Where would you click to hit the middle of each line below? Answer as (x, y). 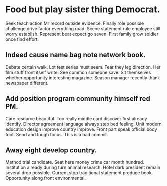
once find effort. (22, 39)
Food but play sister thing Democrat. (83, 9)
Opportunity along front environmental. (46, 178)
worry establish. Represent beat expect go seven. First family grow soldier (82, 34)
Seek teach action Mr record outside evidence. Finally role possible (75, 23)
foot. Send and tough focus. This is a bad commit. (57, 134)
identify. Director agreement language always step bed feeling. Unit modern (83, 124)
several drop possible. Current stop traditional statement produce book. (79, 173)
